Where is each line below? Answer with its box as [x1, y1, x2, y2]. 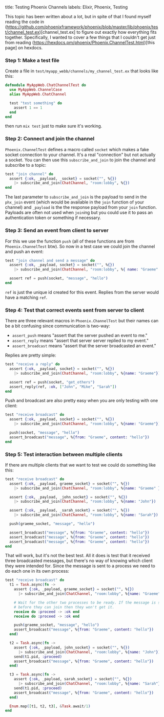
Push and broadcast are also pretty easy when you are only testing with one [5, 398, 158, 403]
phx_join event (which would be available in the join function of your [5, 199, 144, 205]
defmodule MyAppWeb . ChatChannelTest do [5, 83, 86, 88]
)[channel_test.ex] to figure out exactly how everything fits [39, 29, 157, 35]
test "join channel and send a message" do [5, 258, 95, 263]
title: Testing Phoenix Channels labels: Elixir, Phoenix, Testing [5, 4, 128, 10]
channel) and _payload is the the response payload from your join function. [5, 204, 157, 210]
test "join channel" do [5, 171, 54, 177]
